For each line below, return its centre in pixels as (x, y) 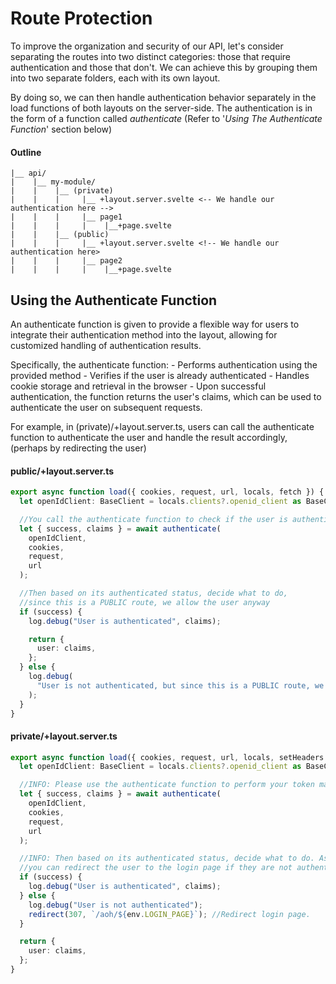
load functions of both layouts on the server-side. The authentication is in (161, 108)
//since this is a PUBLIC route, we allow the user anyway (145, 602)
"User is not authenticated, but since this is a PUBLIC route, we (180, 685)
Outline (26, 152)
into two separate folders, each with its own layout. (115, 78)
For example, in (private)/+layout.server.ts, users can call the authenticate (162, 426)
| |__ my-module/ (53, 182)
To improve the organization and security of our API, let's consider (147, 46)
